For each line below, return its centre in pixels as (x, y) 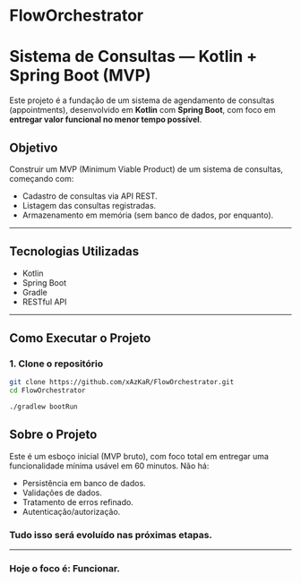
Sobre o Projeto (53, 435)
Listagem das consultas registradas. (89, 205)
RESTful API (44, 302)
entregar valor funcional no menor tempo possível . (106, 120)
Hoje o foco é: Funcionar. (65, 569)
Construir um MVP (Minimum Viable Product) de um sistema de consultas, (146, 169)
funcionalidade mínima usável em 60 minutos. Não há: (109, 466)
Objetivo (34, 147)
